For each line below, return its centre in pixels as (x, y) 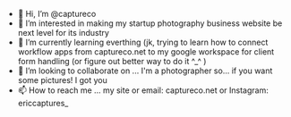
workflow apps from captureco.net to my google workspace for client (146, 52)
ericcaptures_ (43, 103)
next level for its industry (64, 33)
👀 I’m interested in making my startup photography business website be (150, 23)
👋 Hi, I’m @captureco (57, 14)
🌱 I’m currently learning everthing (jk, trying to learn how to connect (143, 42)
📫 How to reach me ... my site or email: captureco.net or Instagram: (143, 90)
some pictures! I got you (62, 80)
